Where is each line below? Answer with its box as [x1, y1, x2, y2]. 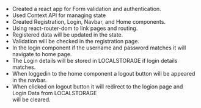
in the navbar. [12, 76, 47, 84]
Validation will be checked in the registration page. [12, 38, 139, 45]
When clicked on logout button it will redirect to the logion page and [12, 83, 183, 90]
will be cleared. [12, 96, 51, 103]
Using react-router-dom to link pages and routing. [12, 24, 138, 32]
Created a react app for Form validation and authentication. [12, 5, 162, 12]
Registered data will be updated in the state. [12, 31, 123, 38]
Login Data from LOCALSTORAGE [12, 90, 97, 96]
